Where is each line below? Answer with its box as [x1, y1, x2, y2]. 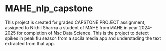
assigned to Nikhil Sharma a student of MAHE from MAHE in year [5, 24, 138, 30]
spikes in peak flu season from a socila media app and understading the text [5, 35, 161, 41]
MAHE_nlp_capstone [5, 3, 93, 14]
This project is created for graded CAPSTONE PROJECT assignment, [5, 19, 146, 25]
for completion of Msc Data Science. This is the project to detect [17, 30, 149, 36]
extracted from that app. [5, 40, 55, 46]
